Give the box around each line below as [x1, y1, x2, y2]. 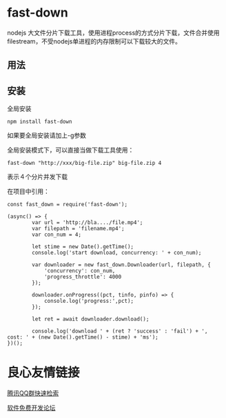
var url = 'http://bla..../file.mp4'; [32, 219, 143, 226]
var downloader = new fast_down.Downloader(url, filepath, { [32, 261, 212, 268]
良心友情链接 [7, 365, 81, 381]
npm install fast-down [7, 119, 72, 126]
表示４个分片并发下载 [7, 172, 68, 181]
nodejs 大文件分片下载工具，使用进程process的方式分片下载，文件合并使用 [7, 28, 220, 37]
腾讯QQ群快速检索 [7, 389, 59, 397]
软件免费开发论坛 [7, 404, 56, 412]
